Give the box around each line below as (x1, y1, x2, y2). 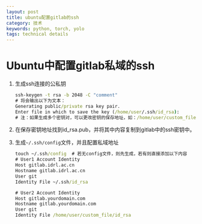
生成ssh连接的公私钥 (14, 80, 66, 87)
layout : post (6, 8, 39, 15)
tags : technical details (6, 31, 69, 37)
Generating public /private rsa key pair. (14, 103, 121, 109)
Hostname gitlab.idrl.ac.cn (14, 168, 85, 174)
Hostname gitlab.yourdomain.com (14, 201, 96, 207)
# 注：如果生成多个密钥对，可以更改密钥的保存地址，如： (14, 114, 137, 120)
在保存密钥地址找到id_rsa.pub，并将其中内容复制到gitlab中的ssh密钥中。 (14, 126, 195, 133)
